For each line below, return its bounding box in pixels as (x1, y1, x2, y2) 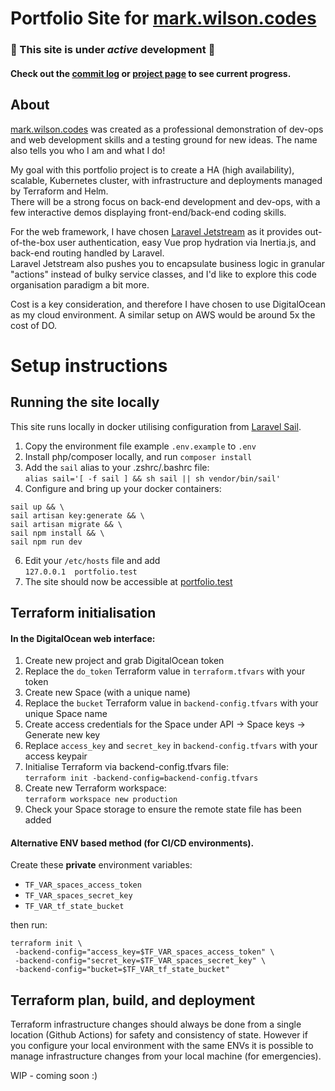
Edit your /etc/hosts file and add (24, 554, 161, 566)
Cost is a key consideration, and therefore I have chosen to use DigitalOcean (10, 298, 326, 310)
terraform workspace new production (24, 795, 178, 805)
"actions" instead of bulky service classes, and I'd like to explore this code (10, 268, 317, 280)
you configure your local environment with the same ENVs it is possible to (10, 1040, 314, 1052)
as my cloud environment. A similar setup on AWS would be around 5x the (10, 308, 316, 321)
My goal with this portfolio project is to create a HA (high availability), (10, 163, 295, 176)
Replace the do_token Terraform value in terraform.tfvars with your (24, 665, 306, 677)
